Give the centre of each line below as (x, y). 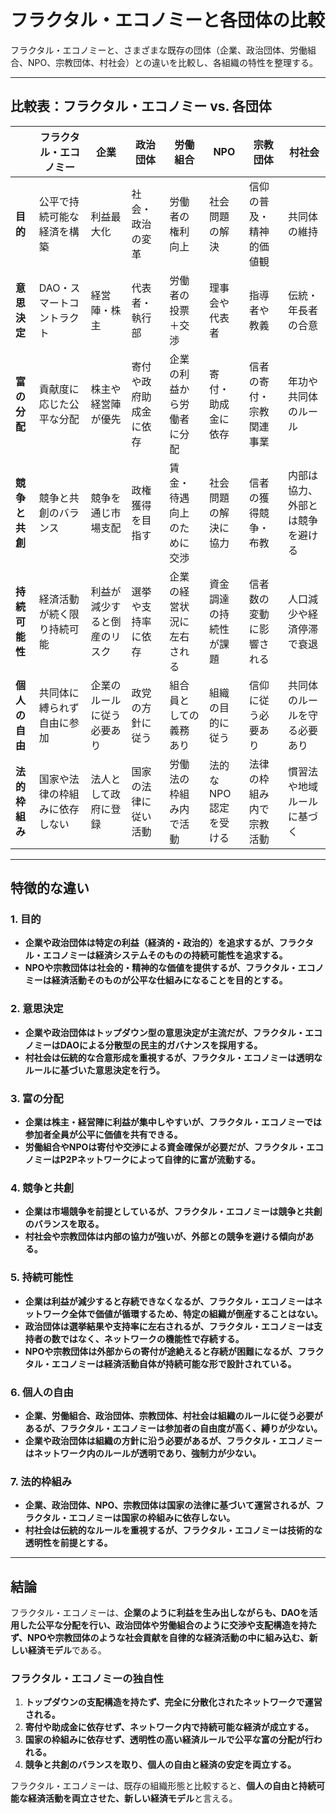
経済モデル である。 (67, 1650)
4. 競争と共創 (42, 1188)
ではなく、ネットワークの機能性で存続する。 (152, 1338)
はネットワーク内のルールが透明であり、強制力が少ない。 (143, 1453)
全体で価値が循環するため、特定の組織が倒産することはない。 (195, 1313)
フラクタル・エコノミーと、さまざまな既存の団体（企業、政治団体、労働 (159, 50)
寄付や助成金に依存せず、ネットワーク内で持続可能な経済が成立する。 (169, 1727)
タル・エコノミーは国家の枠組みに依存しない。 (139, 1518)
